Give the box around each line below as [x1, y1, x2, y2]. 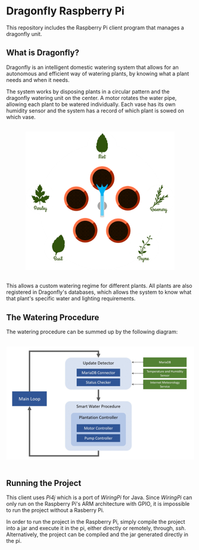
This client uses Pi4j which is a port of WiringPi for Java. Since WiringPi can [6, 494, 192, 501]
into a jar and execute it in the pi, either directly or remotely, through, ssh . [6, 525, 186, 532]
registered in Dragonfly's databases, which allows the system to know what [6, 288, 192, 296]
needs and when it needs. [6, 76, 70, 83]
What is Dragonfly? [6, 48, 79, 58]
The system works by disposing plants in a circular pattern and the [6, 88, 170, 95]
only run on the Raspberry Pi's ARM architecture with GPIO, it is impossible [6, 500, 190, 508]
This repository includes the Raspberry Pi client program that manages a [6, 24, 185, 31]
